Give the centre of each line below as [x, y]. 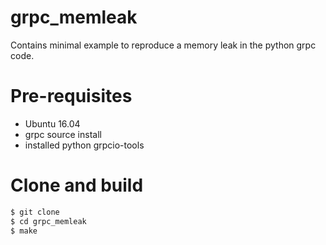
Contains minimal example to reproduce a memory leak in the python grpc [163, 45]
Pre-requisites [71, 96]
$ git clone [35, 212]
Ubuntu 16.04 [52, 123]
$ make [24, 231]
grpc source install [63, 134]
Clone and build [77, 185]
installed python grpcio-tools [84, 145]
